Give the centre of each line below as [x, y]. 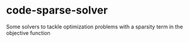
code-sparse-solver [57, 10]
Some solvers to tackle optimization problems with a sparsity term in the [94, 27]
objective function [28, 33]
